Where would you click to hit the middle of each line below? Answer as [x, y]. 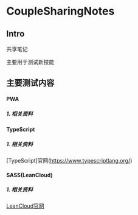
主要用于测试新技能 [30, 62]
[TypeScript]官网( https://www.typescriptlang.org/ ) [69, 160]
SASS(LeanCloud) [29, 175]
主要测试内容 [30, 83]
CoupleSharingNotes [60, 11]
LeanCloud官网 [25, 206]
